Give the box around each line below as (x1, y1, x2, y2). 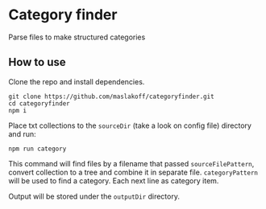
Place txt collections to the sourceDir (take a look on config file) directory (8, 121, 252, 130)
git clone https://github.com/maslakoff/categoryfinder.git (8, 92, 215, 100)
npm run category (8, 145, 67, 153)
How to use (8, 55, 66, 69)
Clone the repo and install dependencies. (8, 76, 145, 86)
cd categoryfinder (8, 99, 70, 108)
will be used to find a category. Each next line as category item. (8, 175, 219, 186)
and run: (8, 129, 36, 138)
